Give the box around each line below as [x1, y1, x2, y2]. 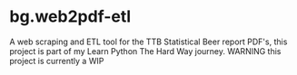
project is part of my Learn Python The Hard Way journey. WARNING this [9, 45, 282, 56]
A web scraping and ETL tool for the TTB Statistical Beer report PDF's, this [9, 36, 288, 47]
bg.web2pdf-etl [9, 6, 132, 27]
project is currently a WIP [9, 55, 104, 66]
